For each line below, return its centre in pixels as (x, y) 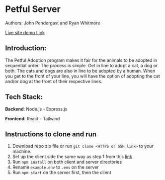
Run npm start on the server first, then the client (62, 173)
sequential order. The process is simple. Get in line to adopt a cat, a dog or (82, 65)
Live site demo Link (25, 32)
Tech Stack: (24, 97)
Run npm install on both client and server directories (67, 162)
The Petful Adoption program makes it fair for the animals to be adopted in (81, 60)
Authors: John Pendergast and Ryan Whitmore (53, 23)
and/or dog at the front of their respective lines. (54, 81)
